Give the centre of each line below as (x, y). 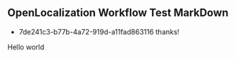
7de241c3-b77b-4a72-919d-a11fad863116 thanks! (99, 31)
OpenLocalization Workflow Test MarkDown (118, 13)
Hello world (26, 47)
